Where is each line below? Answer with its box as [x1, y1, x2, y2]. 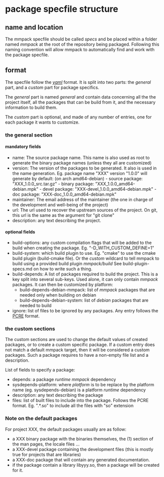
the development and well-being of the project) [12, 202, 108, 207]
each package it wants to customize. [5, 119, 80, 125]
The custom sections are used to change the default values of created [5, 337, 148, 342]
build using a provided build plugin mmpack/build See [12, 261, 122, 267]
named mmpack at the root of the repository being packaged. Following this [5, 41, 160, 47]
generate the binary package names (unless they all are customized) [12, 160, 152, 166]
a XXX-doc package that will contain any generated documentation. [12, 457, 150, 463]
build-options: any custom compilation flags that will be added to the [12, 240, 152, 246]
